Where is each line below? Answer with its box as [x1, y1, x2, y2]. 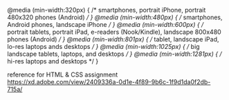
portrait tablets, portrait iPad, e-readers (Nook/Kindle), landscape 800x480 [7, 28, 221, 36]
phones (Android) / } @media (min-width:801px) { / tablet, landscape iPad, [7, 35, 219, 43]
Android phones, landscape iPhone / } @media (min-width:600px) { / [7, 21, 204, 28]
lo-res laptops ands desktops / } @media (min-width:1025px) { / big [7, 43, 200, 50]
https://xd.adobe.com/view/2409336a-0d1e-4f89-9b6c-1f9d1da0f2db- [7, 78, 211, 86]
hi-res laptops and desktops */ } [7, 57, 99, 65]
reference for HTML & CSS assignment [7, 70, 118, 79]
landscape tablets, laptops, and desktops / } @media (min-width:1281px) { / [7, 50, 223, 58]
